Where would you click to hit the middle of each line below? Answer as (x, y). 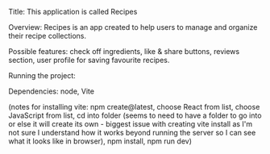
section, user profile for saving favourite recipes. (89, 60)
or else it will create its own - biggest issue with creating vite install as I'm (131, 124)
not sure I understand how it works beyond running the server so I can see (132, 133)
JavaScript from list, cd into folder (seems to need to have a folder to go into (135, 115)
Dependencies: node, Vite (52, 91)
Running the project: (42, 75)
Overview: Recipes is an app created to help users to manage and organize (133, 27)
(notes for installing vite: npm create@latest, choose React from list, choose (134, 107)
